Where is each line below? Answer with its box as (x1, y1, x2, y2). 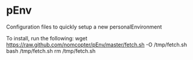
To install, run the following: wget (6, 34, 88, 42)
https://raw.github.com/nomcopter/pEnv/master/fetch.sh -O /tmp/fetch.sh (6, 41, 188, 48)
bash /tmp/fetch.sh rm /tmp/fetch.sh (6, 47, 96, 54)
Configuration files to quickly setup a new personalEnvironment (6, 23, 162, 30)
